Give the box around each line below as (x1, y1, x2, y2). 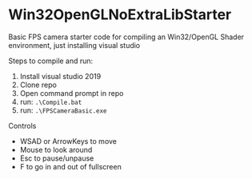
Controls (8, 121, 37, 130)
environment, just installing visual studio (8, 40, 141, 50)
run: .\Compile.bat (19, 97, 82, 106)
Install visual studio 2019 (19, 71, 102, 81)
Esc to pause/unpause (19, 153, 94, 163)
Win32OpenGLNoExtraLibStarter (8, 6, 232, 24)
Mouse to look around (19, 145, 93, 154)
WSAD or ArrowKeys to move (19, 136, 118, 145)
